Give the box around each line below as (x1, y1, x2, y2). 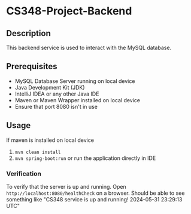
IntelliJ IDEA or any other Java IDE (14, 90, 99, 97)
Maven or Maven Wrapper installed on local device (14, 96, 141, 103)
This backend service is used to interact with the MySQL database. (6, 44, 172, 51)
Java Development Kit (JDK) (14, 84, 85, 91)
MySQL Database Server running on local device (14, 77, 135, 85)
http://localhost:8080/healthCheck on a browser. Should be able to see (6, 189, 185, 197)
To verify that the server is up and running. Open (6, 183, 127, 190)
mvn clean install (14, 149, 61, 155)
